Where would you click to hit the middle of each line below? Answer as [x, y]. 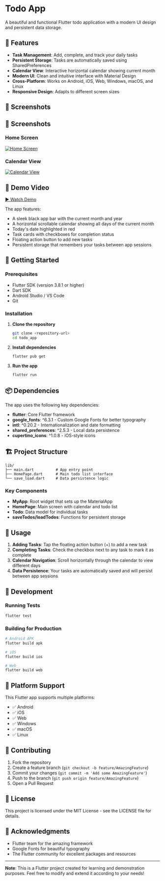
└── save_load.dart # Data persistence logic [57, 479]
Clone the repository [34, 324]
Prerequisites [21, 274]
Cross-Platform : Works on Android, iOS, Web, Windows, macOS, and [82, 81]
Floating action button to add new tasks [52, 239]
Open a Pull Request [33, 783]
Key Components [26, 491]
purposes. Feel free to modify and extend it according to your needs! [75, 873]
